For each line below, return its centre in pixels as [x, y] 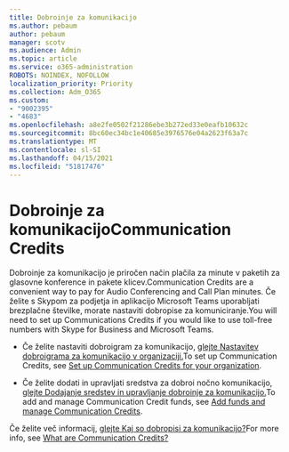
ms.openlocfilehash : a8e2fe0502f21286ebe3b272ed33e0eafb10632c [129, 125]
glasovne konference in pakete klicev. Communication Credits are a [132, 282]
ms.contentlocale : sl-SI [55, 149]
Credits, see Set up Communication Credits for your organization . [142, 366]
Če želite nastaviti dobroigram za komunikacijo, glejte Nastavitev [140, 347]
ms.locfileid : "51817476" [57, 166]
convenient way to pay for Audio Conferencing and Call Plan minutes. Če [143, 292]
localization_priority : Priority [71, 84]
